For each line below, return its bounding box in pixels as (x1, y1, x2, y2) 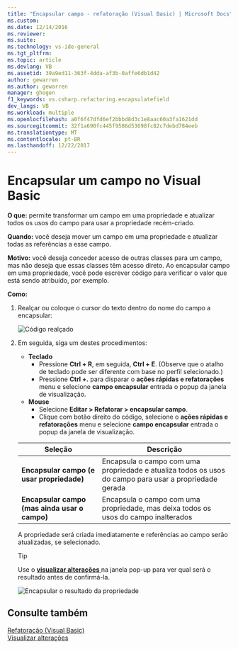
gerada (101, 483, 126, 493)
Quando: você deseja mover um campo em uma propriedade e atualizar (7, 232, 218, 241)
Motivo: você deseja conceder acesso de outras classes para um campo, (7, 254, 222, 262)
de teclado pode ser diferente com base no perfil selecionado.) (38, 368, 223, 376)
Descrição (147, 444, 183, 454)
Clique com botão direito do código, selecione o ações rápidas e (38, 412, 229, 422)
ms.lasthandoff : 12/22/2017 (7, 142, 91, 149)
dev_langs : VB (7, 103, 50, 110)
